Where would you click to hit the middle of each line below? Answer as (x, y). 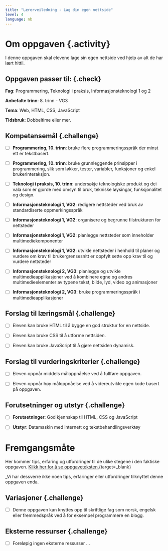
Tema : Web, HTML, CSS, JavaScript (43, 110)
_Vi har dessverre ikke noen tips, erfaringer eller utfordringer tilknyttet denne (84, 477)
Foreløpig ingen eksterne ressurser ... (51, 543)
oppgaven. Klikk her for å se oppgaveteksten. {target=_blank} (68, 467)
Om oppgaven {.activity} (58, 44)
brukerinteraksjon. (31, 174)
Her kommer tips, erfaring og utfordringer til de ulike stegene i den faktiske (82, 462)
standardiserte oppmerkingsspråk (47, 210)
